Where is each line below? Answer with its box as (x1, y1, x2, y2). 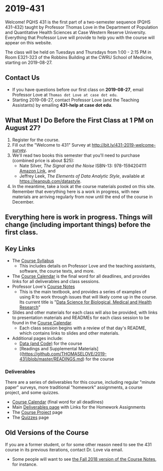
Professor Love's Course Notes (12, 283, 75, 289)
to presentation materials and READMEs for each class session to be (12, 315, 150, 320)
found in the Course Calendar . (12, 320, 73, 325)
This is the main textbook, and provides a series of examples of (19, 288, 147, 295)
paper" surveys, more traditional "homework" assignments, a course (5, 384, 143, 390)
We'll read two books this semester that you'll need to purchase (12, 152, 140, 158)
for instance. (12, 461, 38, 467)
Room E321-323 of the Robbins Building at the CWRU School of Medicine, (5, 54, 153, 60)
